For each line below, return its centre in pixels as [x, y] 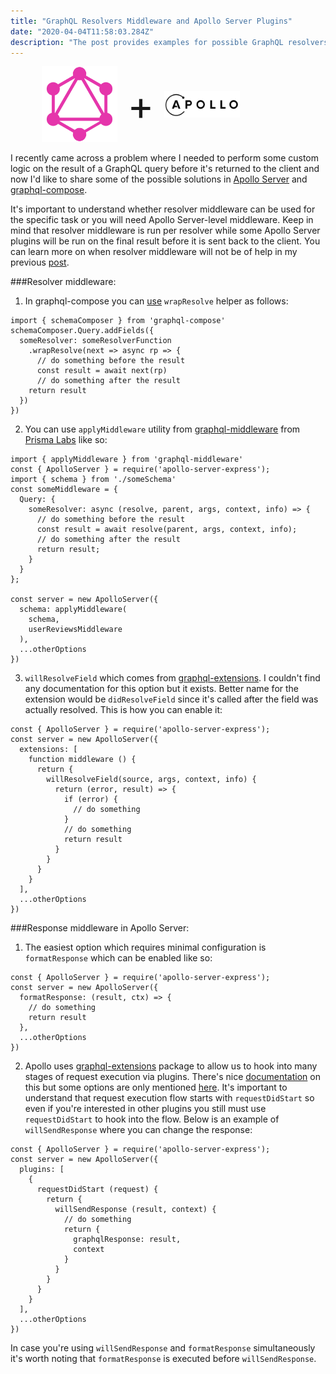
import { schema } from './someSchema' [93, 480]
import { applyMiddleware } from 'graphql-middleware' [127, 460]
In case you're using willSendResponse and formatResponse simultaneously [163, 1348]
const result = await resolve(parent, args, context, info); [167, 530]
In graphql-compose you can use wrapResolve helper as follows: [156, 301]
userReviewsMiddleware [75, 630]
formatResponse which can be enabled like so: [118, 958]
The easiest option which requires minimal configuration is [145, 947]
